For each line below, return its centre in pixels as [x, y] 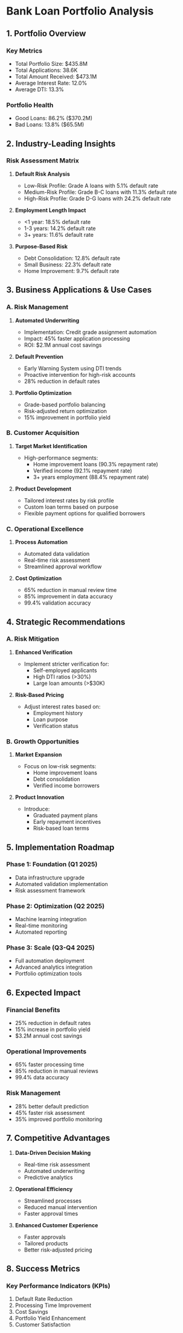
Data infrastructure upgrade [50, 878]
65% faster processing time [50, 1065]
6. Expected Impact [43, 993]
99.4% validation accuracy [57, 603]
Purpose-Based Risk [41, 246]
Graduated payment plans [65, 815]
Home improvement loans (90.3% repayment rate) [95, 464]
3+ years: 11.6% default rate [59, 234]
